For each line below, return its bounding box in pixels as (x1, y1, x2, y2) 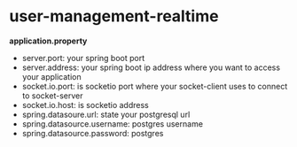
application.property (9, 35, 88, 46)
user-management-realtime (9, 6, 219, 27)
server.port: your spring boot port (21, 52, 145, 63)
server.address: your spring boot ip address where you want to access (21, 62, 281, 73)
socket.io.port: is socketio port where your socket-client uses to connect (21, 81, 288, 91)
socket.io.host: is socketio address (21, 99, 149, 110)
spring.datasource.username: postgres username (21, 118, 204, 129)
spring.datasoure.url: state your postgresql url (21, 109, 191, 120)
